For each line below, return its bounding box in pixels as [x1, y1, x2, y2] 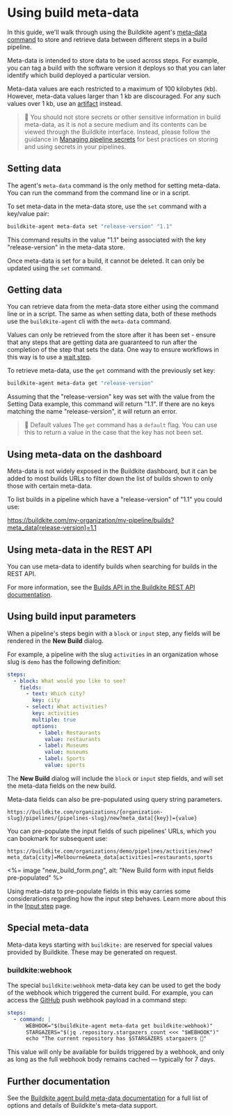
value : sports [44, 761, 86, 768]
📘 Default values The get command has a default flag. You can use [24, 421, 218, 429]
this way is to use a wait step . [7, 353, 92, 362]
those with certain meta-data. [7, 482, 93, 490]
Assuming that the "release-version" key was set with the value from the [7, 392, 216, 401]
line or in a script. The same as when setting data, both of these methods [7, 310, 217, 318]
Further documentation [7, 1075, 111, 1087]
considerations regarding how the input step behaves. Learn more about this [7, 894, 227, 903]
